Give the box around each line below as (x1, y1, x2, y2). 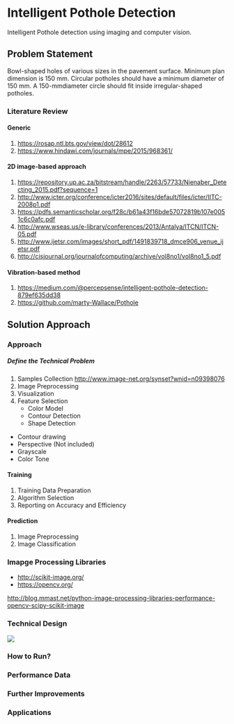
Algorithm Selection (17, 493, 75, 501)
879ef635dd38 (17, 291, 61, 299)
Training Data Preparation (17, 486, 91, 495)
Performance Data (7, 670, 71, 680)
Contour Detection (27, 412, 81, 420)
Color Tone (17, 455, 50, 463)
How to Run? (7, 651, 51, 661)
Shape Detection (27, 418, 76, 427)
